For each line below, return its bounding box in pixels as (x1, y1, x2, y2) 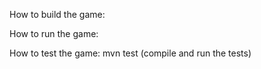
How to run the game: (9, 28, 99, 39)
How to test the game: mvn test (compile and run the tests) (9, 47, 252, 59)
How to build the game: (9, 9, 106, 20)
